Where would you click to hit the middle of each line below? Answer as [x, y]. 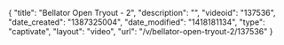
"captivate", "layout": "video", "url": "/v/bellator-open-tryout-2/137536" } [141, 31]
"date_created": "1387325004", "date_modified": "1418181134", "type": [137, 22]
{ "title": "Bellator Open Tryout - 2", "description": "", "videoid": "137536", [142, 13]
